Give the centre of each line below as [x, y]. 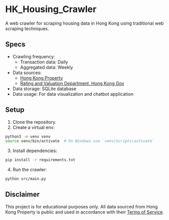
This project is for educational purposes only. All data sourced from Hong [81, 206]
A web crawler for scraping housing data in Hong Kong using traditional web [84, 23]
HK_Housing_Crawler [51, 9]
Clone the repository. [34, 122]
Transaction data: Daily [44, 62]
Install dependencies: [35, 151]
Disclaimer [22, 195]
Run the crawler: [30, 170]
